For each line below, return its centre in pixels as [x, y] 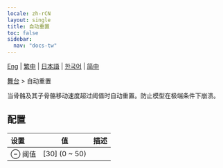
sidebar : [20, 39]
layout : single [29, 20]
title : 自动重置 [28, 26]
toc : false [23, 33]
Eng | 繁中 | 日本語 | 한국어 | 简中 [53, 66]
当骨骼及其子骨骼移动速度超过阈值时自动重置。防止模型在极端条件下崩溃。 [113, 95]
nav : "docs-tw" [35, 46]
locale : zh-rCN [29, 13]
